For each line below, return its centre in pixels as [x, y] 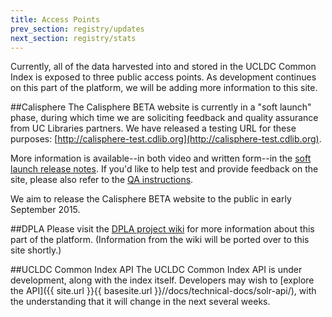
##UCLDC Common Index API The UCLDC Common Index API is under [156, 270]
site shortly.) [36, 250]
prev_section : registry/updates [77, 29]
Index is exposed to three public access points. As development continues [163, 77]
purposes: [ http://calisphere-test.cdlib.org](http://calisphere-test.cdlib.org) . [166, 139]
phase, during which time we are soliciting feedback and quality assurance [164, 118]
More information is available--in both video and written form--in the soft [161, 158]
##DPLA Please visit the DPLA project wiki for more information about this [162, 229]
